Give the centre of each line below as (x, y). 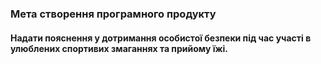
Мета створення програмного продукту (113, 14)
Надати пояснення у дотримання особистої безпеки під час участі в (161, 38)
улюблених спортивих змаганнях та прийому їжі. (119, 48)
